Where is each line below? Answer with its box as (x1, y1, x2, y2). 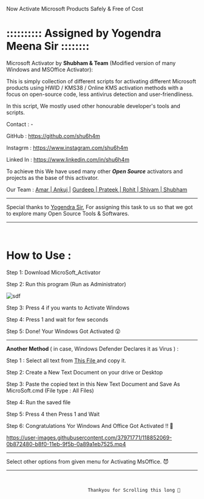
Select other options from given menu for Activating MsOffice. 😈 (6, 458, 169, 465)
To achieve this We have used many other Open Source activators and (6, 167, 183, 175)
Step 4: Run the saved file (6, 398, 71, 406)
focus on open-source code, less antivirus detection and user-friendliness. (6, 91, 194, 98)
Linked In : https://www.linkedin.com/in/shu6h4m (6, 156, 129, 163)
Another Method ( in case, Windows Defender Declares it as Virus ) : (6, 345, 179, 352)
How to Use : (6, 249, 72, 263)
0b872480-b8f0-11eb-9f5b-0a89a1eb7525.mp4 (6, 440, 126, 447)
